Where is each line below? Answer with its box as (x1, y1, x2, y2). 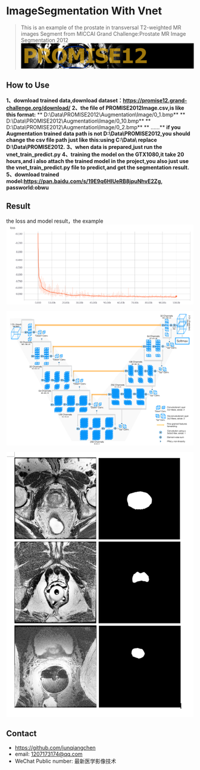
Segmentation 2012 (20, 36, 68, 43)
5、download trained (6, 171, 60, 178)
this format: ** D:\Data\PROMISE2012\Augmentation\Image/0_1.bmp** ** (6, 111, 186, 118)
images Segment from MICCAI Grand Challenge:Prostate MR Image (20, 30, 186, 37)
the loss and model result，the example (6, 217, 104, 225)
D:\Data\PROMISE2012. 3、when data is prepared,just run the (6, 143, 162, 150)
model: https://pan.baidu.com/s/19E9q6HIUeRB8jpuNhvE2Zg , (6, 177, 162, 185)
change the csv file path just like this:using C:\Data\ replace (6, 136, 158, 144)
